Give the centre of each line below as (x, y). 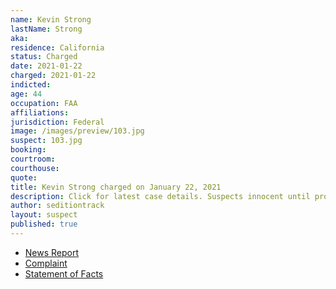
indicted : (31, 85)
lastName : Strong (46, 29)
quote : (24, 177)
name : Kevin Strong (51, 19)
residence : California (57, 47)
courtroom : (33, 159)
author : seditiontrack (57, 206)
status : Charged (44, 57)
